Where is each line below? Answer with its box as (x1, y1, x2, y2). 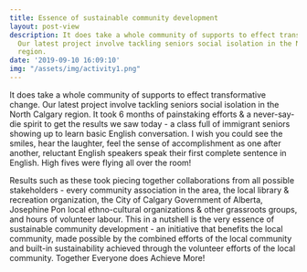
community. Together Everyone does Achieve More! (9, 252, 206, 263)
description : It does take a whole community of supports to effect (9, 30, 276, 39)
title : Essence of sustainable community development (9, 13, 219, 23)
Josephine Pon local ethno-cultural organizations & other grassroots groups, (9, 204, 298, 214)
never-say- (252, 109, 295, 120)
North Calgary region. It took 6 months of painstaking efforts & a (9, 109, 251, 120)
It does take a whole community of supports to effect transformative (9, 89, 267, 100)
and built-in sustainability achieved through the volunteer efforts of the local (9, 243, 296, 254)
